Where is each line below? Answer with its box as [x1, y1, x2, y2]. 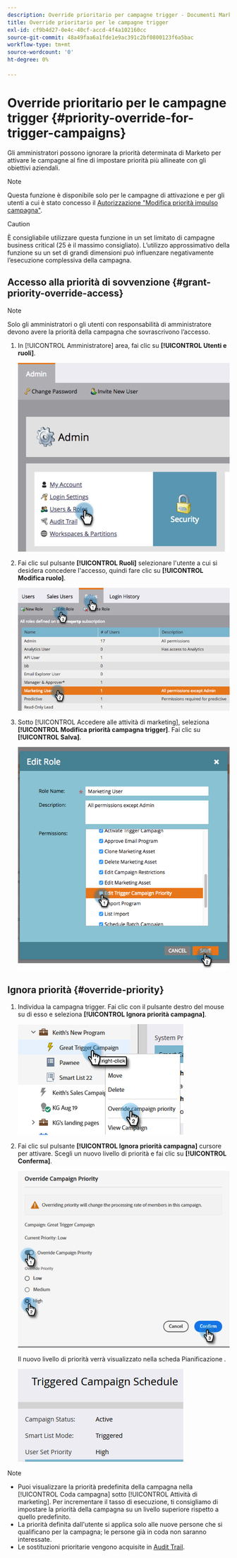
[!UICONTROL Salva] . [17, 733, 82, 741]
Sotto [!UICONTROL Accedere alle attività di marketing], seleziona [17, 718, 209, 726]
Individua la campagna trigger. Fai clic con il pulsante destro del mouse [17, 1003, 224, 1011]
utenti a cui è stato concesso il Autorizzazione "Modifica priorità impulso [7, 198, 219, 207]
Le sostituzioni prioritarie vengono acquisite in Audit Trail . [17, 1542, 186, 1552]
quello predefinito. [17, 1513, 71, 1521]
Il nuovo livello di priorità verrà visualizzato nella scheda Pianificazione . [17, 1355, 226, 1364]
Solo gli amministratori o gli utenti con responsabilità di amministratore [7, 320, 212, 328]
